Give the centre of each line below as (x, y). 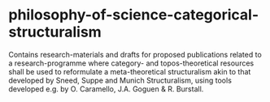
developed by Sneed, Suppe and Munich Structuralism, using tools (120, 80)
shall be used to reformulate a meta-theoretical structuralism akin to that (130, 71)
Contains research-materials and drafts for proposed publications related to (135, 54)
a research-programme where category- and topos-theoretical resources (131, 63)
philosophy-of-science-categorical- (134, 15)
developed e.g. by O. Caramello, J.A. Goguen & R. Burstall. (106, 89)
